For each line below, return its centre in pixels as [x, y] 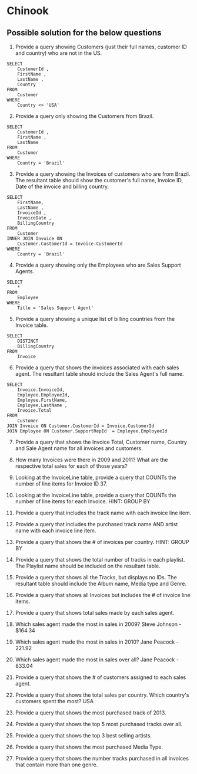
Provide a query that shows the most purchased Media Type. [89, 747]
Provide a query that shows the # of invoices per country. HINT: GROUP [102, 542]
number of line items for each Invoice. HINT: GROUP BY [83, 501]
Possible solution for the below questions [84, 33]
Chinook [28, 11]
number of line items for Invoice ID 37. [61, 484]
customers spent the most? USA [54, 701]
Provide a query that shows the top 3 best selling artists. [84, 735]
